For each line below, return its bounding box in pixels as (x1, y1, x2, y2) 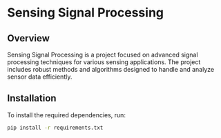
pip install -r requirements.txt (7, 124, 104, 131)
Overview (7, 32, 50, 44)
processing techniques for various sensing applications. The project (7, 58, 201, 66)
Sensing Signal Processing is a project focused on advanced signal (7, 50, 198, 59)
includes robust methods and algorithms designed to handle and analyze (7, 66, 215, 73)
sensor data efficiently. (7, 72, 73, 81)
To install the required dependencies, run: (7, 110, 126, 119)
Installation (7, 92, 57, 104)
